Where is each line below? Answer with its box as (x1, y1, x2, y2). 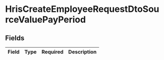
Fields (5, 34, 25, 42)
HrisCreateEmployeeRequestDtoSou (5, 3, 160, 15)
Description (68, 49, 97, 55)
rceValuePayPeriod (5, 14, 86, 25)
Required (41, 49, 64, 55)
